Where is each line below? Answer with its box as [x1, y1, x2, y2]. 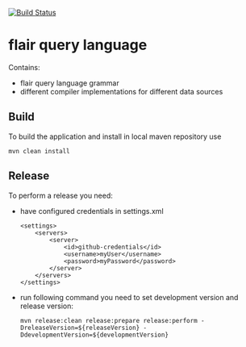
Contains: [8, 62, 40, 72]
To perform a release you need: [8, 190, 113, 200]
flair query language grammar [19, 77, 119, 88]
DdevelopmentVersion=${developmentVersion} [19, 331, 169, 339]
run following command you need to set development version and [19, 292, 239, 302]
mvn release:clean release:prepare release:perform [19, 316, 198, 324]
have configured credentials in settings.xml [19, 206, 164, 215]
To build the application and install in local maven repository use [8, 132, 222, 141]
